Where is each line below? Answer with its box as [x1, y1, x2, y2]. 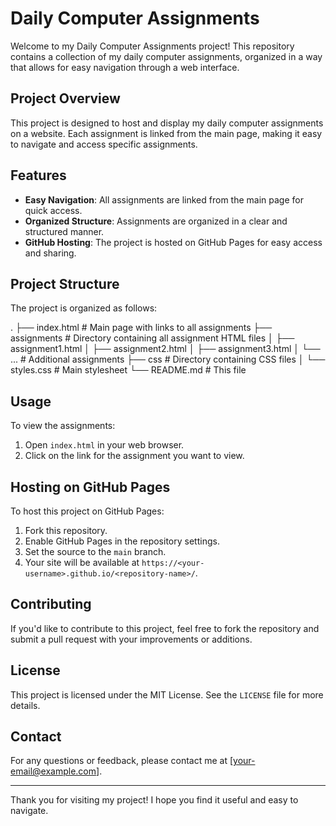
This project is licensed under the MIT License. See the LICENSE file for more [10, 688, 324, 701]
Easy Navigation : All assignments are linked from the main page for [24, 193, 304, 206]
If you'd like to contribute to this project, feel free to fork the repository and [10, 622, 320, 634]
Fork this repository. [24, 525, 108, 536]
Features [10, 167, 67, 184]
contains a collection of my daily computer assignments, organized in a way [10, 50, 323, 62]
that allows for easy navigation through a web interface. [10, 61, 240, 73]
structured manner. [24, 225, 105, 237]
